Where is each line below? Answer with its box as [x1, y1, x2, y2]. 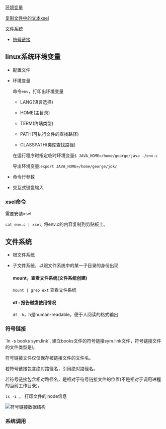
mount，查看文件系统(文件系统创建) [12, 275, 88, 281]
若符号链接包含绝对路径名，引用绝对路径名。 [5, 365, 98, 371]
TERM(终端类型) [20, 120, 54, 126]
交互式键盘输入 [12, 184, 44, 190]
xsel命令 [5, 198, 26, 205]
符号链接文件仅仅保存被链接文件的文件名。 [5, 355, 94, 361]
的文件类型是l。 [5, 344, 38, 350]
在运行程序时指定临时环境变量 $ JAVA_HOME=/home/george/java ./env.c [12, 152, 158, 158]
